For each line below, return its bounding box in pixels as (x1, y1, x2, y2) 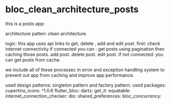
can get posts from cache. (5, 56, 61, 63)
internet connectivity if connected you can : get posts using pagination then (5, 46, 165, 52)
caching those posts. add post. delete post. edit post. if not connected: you (5, 51, 163, 57)
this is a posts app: (5, 20, 45, 27)
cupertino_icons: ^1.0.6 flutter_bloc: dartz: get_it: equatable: (5, 87, 131, 93)
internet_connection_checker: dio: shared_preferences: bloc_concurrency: (5, 93, 162, 99)
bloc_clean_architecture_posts (5, 4, 139, 15)
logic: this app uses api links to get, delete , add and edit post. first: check (5, 40, 161, 47)
